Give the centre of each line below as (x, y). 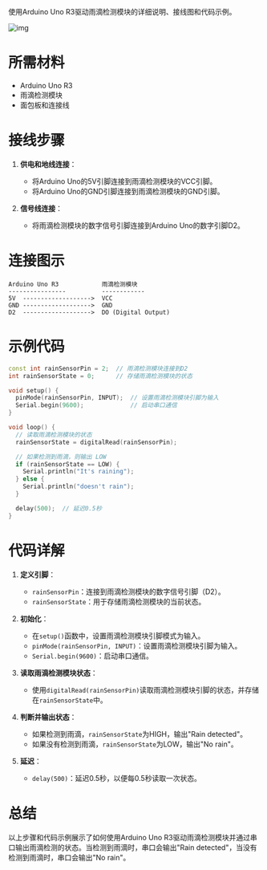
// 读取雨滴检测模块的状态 (54, 435)
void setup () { (34, 390)
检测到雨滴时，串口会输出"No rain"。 (69, 857)
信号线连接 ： (41, 208)
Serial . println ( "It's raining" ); (79, 472)
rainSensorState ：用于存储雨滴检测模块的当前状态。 (119, 601)
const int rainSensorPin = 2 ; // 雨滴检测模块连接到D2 (98, 368)
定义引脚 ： (38, 574)
